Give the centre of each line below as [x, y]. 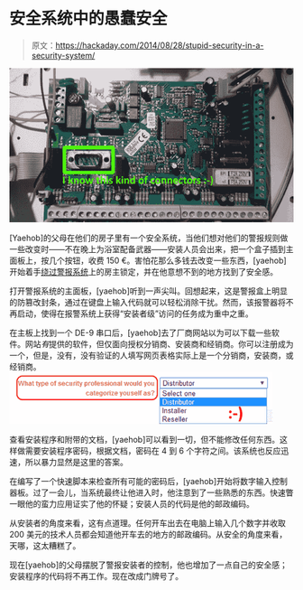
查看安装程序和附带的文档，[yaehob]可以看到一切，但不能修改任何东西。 [145, 440]
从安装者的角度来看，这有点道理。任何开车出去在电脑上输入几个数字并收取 [147, 523]
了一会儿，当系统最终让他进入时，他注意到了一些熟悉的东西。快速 [163, 492]
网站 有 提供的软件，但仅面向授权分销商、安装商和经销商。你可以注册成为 [159, 344]
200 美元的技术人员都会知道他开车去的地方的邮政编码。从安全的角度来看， [148, 535]
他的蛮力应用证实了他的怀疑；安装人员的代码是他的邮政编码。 [139, 504]
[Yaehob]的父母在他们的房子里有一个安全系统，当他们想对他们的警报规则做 [149, 238]
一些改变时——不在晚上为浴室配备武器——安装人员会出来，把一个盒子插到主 [151, 249]
